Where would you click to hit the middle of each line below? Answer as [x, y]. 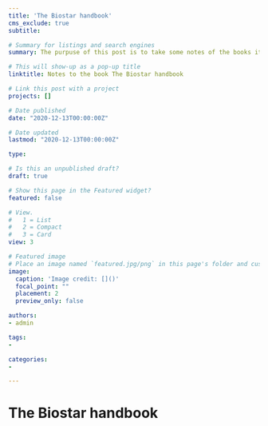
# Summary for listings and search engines [82, 45]
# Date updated [33, 133]
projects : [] [30, 96]
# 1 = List [30, 220]
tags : [17, 337]
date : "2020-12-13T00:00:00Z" [59, 118]
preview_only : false [49, 301]
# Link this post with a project [64, 89]
